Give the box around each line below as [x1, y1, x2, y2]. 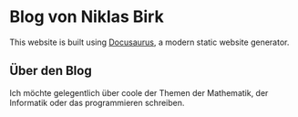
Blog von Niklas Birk [9, 6, 164, 27]
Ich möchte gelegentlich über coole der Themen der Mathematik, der [9, 87, 269, 98]
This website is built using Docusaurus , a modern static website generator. [9, 37, 290, 48]
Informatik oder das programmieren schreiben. [9, 97, 185, 108]
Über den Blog [9, 63, 93, 79]
